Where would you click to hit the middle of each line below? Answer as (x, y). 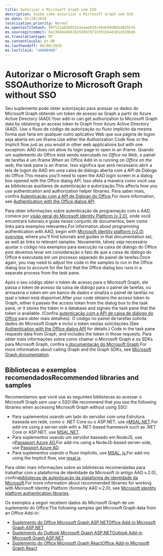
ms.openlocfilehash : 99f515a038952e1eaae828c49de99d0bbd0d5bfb (70, 28)
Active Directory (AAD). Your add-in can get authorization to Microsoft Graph (81, 119)
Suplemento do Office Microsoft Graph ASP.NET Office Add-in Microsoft (84, 522)
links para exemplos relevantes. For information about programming (72, 226)
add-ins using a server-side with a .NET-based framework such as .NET (84, 427)
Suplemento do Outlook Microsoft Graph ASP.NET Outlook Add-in (77, 533)
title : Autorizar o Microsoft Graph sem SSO (51, 9)
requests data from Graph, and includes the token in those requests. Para (78, 334)
